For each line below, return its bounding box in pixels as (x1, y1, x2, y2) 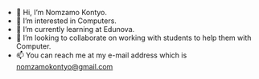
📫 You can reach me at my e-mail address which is (15, 50, 187, 60)
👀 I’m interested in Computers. (15, 16, 117, 26)
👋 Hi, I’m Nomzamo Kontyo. (15, 8, 107, 17)
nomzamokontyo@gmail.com (15, 62, 113, 71)
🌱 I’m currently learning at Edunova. (15, 25, 135, 34)
